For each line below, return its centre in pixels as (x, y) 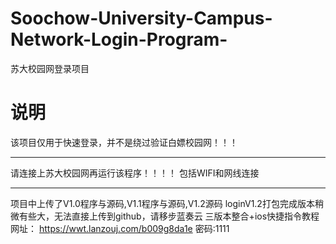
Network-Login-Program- (119, 39)
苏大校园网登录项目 (50, 68)
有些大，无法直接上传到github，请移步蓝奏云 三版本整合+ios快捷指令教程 (169, 216)
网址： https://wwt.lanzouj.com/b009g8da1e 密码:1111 (120, 228)
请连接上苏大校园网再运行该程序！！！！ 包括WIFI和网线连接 (135, 173)
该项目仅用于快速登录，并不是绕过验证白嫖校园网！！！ (124, 142)
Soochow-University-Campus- (141, 18)
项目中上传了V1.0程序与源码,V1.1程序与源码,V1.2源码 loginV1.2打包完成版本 (162, 203)
